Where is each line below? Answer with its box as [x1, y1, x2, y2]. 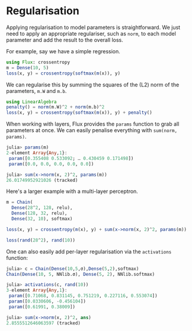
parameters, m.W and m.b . [6, 87, 67, 94]
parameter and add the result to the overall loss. [6, 36, 123, 43]
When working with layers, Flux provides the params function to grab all [6, 120, 180, 128]
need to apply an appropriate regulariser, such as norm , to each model [6, 30, 177, 37]
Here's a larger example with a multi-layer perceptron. [6, 188, 138, 195]
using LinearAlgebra [6, 99, 57, 105]
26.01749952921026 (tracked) [6, 177, 78, 183]
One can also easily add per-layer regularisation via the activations [6, 248, 172, 255]
